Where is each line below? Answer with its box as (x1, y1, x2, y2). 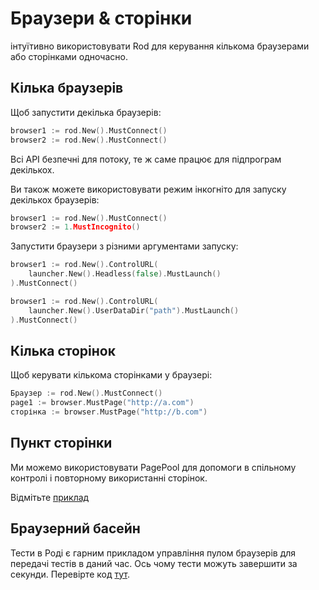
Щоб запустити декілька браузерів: (10, 106, 162, 118)
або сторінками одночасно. (10, 50, 128, 62)
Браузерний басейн (10, 520, 141, 537)
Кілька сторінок (10, 342, 116, 359)
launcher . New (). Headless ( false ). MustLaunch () (28, 269, 222, 279)
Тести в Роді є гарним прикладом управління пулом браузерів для (10, 547, 297, 559)
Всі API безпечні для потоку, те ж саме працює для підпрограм (10, 153, 282, 165)
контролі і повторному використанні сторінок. (10, 472, 208, 484)
